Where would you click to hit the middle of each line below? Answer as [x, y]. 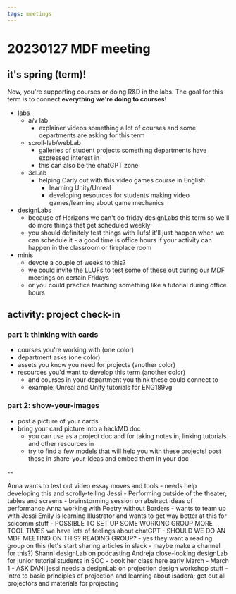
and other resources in [61, 443]
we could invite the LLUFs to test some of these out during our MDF [126, 270]
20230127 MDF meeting [79, 48]
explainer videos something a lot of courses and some [117, 128]
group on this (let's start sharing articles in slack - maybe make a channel [114, 545]
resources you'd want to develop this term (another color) [101, 372]
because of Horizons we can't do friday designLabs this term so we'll [129, 217]
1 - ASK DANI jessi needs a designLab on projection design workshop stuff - [118, 568]
